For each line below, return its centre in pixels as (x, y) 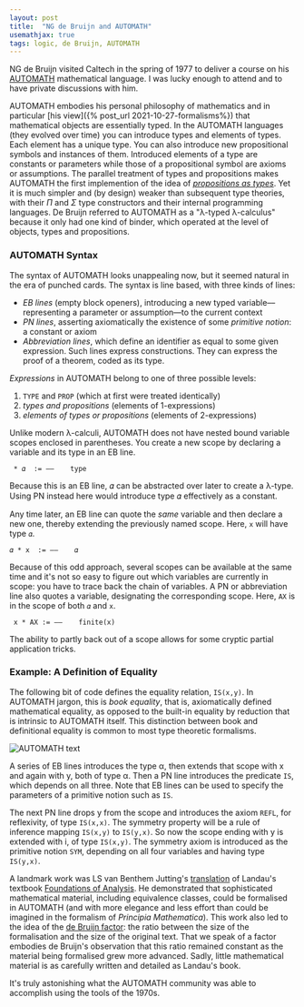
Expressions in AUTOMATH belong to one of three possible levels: (133, 378)
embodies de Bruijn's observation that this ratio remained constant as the (147, 946)
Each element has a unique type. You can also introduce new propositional (149, 145)
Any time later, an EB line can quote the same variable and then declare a (146, 514)
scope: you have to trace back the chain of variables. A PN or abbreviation (148, 586)
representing (46, 312)
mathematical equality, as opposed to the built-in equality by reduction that (150, 711)
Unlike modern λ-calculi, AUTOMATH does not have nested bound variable (150, 432)
